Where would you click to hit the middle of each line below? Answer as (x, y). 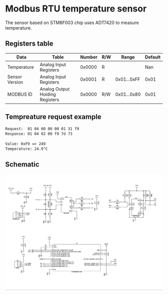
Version (15, 82)
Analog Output (55, 89)
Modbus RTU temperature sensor (76, 9)
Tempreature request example (53, 116)
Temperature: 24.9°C (27, 149)
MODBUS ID (20, 94)
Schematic (22, 164)
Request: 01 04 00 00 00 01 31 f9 (42, 129)
